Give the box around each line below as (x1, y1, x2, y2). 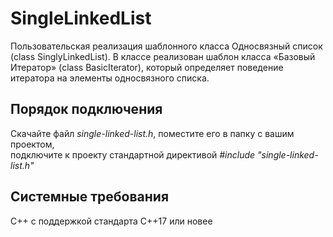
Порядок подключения (10, 101, 163, 118)
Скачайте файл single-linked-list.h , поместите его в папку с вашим (10, 127, 295, 139)
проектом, (10, 138, 55, 150)
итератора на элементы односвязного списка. (10, 72, 210, 84)
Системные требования (10, 188, 170, 206)
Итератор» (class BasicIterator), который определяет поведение (10, 61, 284, 73)
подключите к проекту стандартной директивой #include (10, 148, 256, 161)
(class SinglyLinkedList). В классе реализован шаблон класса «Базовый (10, 50, 316, 62)
